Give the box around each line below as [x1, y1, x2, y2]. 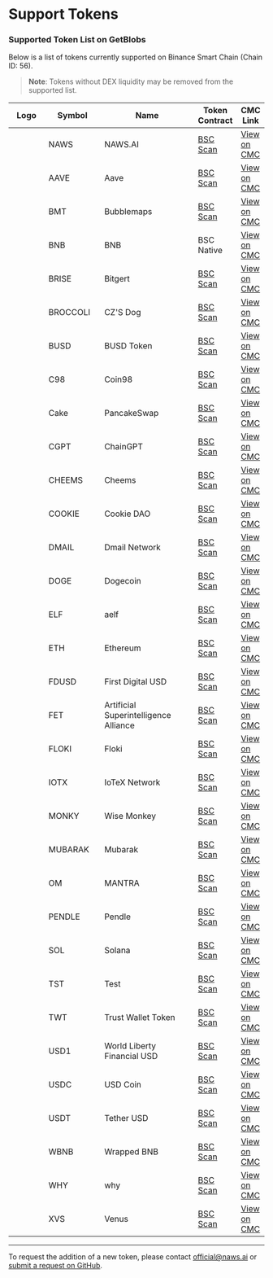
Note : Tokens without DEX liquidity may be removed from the [28, 77, 234, 86]
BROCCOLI [48, 307, 91, 318]
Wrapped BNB [104, 1146, 158, 1158]
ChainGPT [104, 441, 144, 453]
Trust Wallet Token [104, 1012, 175, 1023]
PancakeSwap [104, 408, 159, 419]
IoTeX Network [104, 777, 161, 788]
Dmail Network [104, 542, 161, 554]
